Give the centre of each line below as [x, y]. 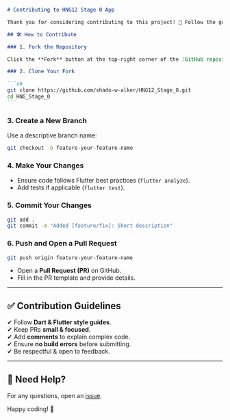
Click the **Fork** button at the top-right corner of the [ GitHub [105, 59]
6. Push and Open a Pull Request [62, 244]
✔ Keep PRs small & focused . [49, 330]
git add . [21, 220]
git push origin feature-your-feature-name [70, 258]
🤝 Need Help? [37, 379]
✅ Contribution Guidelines [64, 305]
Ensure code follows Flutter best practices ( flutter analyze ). [103, 181]
